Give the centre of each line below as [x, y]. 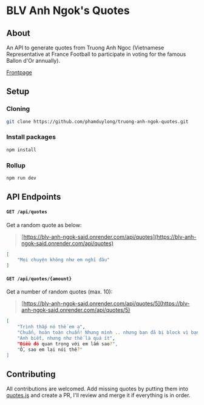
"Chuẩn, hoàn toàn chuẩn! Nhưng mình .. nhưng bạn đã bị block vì [103, 333]
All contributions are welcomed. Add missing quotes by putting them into [97, 389]
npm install [21, 150]
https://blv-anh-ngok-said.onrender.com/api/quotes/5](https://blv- [107, 304]
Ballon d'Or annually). [33, 61]
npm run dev [21, 178]
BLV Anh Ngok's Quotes [68, 11]
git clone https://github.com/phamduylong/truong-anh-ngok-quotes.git [97, 121]
